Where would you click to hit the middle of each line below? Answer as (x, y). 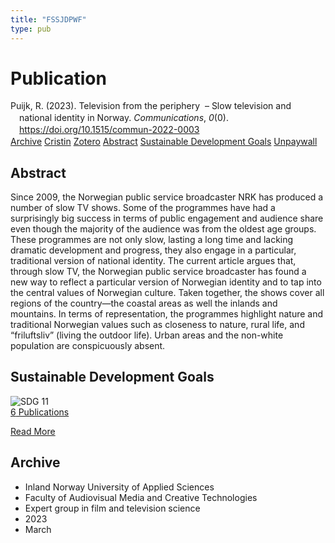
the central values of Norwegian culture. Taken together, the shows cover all (167, 292)
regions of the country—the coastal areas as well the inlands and (144, 303)
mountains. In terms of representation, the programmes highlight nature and (167, 313)
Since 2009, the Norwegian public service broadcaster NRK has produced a (167, 197)
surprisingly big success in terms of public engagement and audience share (167, 218)
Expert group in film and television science (112, 508)
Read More (33, 431)
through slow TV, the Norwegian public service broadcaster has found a (158, 271)
